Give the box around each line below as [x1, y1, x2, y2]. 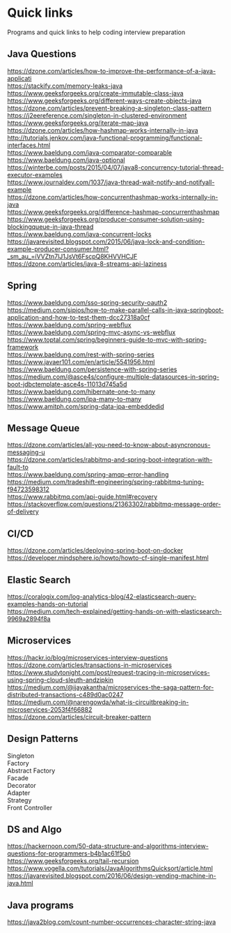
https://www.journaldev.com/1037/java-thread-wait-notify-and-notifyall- [7, 178, 215, 186]
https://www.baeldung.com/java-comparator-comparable [7, 148, 173, 156]
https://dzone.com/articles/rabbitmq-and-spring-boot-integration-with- [7, 456, 213, 464]
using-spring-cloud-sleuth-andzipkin [7, 676, 113, 684]
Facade [7, 773, 29, 782]
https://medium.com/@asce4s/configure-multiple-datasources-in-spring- [7, 372, 220, 381]
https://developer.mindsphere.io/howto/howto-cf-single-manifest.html [7, 553, 209, 562]
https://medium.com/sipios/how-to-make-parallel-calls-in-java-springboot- [7, 306, 224, 314]
